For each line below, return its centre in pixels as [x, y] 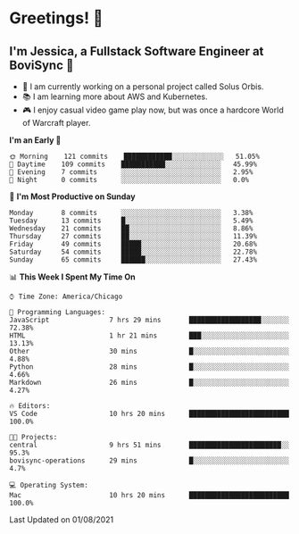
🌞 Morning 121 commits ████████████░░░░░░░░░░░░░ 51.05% [135, 156]
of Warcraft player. [56, 123]
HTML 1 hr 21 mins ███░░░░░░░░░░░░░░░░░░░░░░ [149, 336]
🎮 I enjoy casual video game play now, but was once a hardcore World [153, 110]
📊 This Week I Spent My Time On [72, 277]
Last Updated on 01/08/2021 [62, 520]
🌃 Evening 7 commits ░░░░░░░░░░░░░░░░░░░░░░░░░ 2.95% [131, 172]
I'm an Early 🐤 [35, 140]
